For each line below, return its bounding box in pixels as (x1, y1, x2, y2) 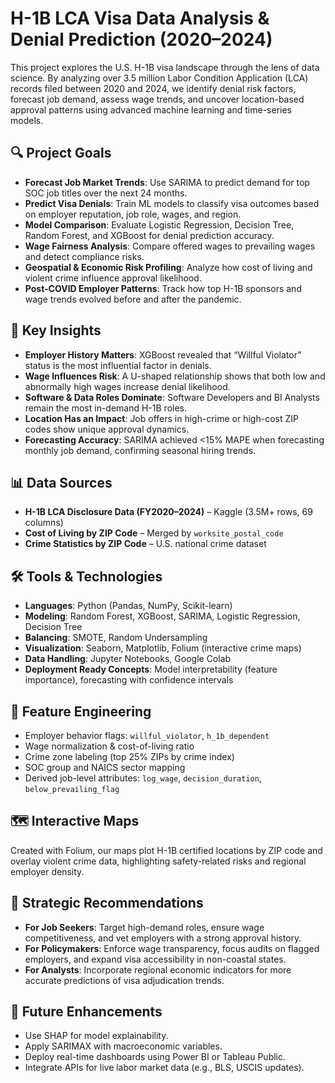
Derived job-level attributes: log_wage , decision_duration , (24, 772, 262, 784)
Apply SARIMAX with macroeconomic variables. (24, 1040, 223, 1052)
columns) (24, 517, 64, 529)
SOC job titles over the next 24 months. (24, 187, 188, 199)
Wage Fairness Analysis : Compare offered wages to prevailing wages (24, 240, 316, 252)
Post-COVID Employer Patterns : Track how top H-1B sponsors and (24, 282, 302, 294)
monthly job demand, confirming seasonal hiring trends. (24, 444, 257, 456)
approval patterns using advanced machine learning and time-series (10, 103, 292, 116)
